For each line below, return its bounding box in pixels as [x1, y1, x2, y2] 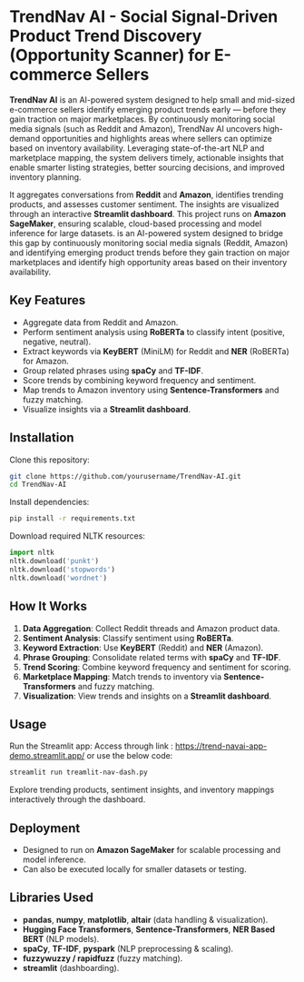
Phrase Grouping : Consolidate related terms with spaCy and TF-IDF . [22, 651, 281, 662]
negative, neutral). [22, 336, 92, 347]
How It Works [9, 599, 88, 614]
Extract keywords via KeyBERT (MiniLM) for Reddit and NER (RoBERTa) [22, 345, 290, 356]
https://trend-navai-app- [175, 740, 268, 751]
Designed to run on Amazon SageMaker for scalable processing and [22, 845, 281, 855]
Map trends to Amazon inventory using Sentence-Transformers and [22, 384, 279, 395]
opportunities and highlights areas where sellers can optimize [42, 133, 272, 144]
